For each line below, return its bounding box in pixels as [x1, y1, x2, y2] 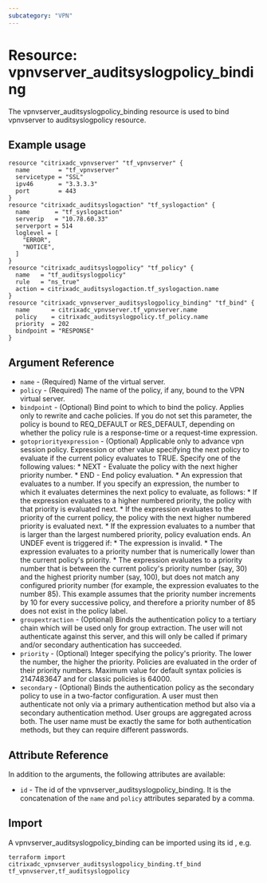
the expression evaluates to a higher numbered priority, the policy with [19, 496, 253, 506]
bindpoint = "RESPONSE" [15, 327, 94, 336]
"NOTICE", [22, 243, 56, 252]
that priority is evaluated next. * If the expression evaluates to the [19, 504, 235, 514]
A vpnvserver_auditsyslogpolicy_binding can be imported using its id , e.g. [8, 837, 252, 847]
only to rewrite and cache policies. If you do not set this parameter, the [19, 411, 253, 420]
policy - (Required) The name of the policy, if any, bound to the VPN [19, 385, 245, 396]
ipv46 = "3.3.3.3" [15, 181, 98, 189]
